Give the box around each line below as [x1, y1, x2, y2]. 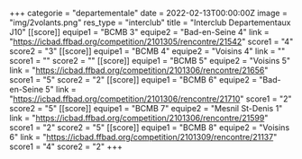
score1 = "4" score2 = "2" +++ [9, 141, 124, 152]
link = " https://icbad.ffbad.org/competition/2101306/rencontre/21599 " [9, 112, 269, 123]
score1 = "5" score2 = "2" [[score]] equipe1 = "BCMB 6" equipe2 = [9, 75, 258, 84]
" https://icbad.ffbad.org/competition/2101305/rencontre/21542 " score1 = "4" [9, 36, 294, 47]
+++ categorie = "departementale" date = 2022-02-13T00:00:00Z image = [9, 8, 288, 18]
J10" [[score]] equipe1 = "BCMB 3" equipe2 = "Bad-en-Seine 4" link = [9, 27, 270, 37]
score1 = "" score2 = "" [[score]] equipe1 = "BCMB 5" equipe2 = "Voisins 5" [9, 56, 291, 66]
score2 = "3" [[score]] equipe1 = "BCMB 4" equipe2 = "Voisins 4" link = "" [9, 46, 286, 57]
